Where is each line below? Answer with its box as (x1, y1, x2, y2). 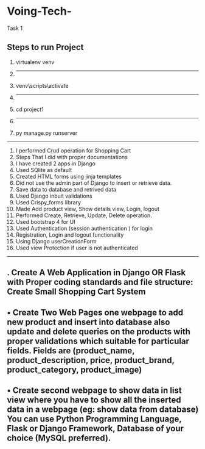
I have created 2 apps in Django (15, 160, 96, 167)
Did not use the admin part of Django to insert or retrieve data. (15, 179, 172, 187)
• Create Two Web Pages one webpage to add (7, 307, 184, 318)
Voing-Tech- (7, 4, 72, 18)
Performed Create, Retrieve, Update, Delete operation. (15, 212, 153, 219)
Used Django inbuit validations (15, 192, 93, 199)
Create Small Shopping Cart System (7, 287, 146, 297)
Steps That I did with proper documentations (15, 153, 128, 160)
